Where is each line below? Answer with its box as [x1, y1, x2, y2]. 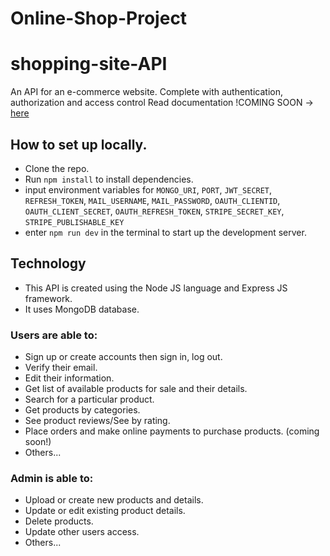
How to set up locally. [10, 136, 148, 153]
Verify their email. [24, 362, 98, 374]
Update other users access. [24, 526, 140, 538]
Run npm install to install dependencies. [24, 173, 194, 185]
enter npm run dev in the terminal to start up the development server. [24, 226, 307, 238]
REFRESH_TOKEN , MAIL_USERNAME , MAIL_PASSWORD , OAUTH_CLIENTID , [24, 194, 281, 206]
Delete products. [24, 515, 94, 527]
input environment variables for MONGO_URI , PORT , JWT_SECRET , [24, 183, 273, 196]
